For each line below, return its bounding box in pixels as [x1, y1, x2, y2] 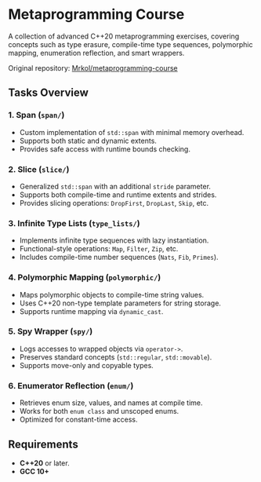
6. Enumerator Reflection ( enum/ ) [8, 380, 134, 391]
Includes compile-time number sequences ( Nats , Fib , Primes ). [19, 253, 219, 262]
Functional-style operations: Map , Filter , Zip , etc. [19, 244, 179, 254]
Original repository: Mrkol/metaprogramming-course [8, 63, 178, 72]
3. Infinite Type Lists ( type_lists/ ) [8, 217, 140, 228]
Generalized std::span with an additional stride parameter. [19, 181, 212, 191]
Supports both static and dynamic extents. [19, 136, 157, 145]
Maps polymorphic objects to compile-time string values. [19, 290, 205, 299]
